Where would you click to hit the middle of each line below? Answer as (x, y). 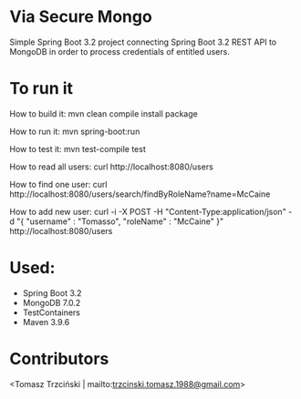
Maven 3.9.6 (46, 322)
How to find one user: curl (58, 184)
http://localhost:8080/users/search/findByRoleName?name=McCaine (140, 194)
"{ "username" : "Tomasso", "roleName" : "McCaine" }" (120, 221)
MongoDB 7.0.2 (52, 302)
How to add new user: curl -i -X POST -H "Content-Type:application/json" (148, 211)
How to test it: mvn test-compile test (78, 148)
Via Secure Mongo (81, 17)
